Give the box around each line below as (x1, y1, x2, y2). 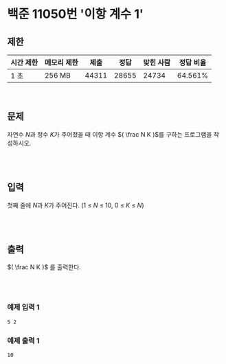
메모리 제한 (44, 58, 79, 67)
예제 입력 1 (7, 303, 40, 312)
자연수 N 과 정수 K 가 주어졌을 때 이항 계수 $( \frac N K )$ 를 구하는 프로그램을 (7, 130, 212, 138)
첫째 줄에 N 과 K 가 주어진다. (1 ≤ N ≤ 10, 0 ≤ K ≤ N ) (7, 201, 144, 209)
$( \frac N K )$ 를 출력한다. (7, 263, 81, 271)
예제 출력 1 (7, 336, 40, 345)
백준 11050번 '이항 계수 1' (7, 6, 144, 22)
